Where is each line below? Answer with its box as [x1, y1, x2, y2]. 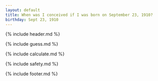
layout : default [5, 7, 40, 13]
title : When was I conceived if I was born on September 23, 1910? [5, 12, 153, 17]
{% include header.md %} [5, 31, 60, 37]
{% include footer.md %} [5, 71, 58, 77]
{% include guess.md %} [5, 41, 58, 47]
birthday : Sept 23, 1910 [5, 17, 59, 22]
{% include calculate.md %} [5, 51, 65, 57]
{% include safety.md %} [5, 61, 59, 67]
